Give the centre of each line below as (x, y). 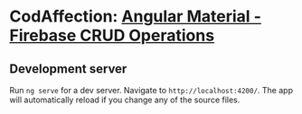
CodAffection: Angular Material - (136, 17)
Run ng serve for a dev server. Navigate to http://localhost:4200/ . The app (151, 90)
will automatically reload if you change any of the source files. (125, 100)
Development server (68, 69)
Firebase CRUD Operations (112, 35)
